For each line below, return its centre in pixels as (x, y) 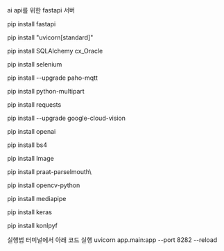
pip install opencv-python (44, 185)
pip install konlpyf (32, 225)
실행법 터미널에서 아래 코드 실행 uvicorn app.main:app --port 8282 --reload (112, 240)
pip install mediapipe (37, 199)
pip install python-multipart (46, 91)
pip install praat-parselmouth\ (49, 172)
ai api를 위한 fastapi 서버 (41, 10)
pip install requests (34, 105)
